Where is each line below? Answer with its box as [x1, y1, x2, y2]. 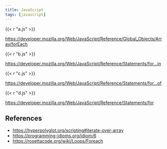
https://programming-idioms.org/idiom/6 [12, 133, 97, 139]
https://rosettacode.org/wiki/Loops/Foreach [12, 138, 103, 144]
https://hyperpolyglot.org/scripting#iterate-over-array [12, 127, 124, 133]
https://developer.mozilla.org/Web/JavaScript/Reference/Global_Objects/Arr [5, 36, 162, 42]
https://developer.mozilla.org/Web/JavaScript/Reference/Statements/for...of [5, 80, 162, 86]
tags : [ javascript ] [5, 12, 46, 17]
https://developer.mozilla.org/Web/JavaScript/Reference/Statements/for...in [5, 60, 161, 66]
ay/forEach [5, 41, 28, 47]
